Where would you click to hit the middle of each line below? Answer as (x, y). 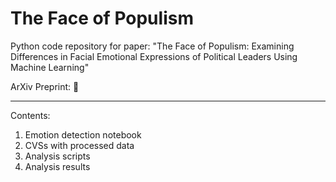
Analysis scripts (57, 156)
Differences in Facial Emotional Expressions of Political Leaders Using (154, 56)
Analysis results (57, 166)
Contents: (30, 115)
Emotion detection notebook (83, 134)
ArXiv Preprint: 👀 (45, 86)
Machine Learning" (50, 67)
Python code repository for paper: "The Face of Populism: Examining (152, 46)
